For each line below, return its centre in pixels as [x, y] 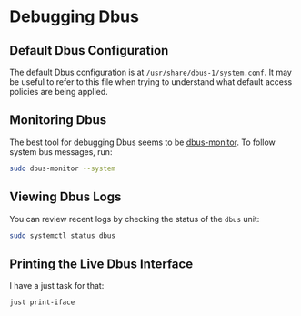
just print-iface [42, 302]
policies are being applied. [59, 92]
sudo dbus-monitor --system [63, 168]
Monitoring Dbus [58, 120]
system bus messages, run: [61, 151]
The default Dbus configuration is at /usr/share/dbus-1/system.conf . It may [151, 72]
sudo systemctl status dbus [63, 235]
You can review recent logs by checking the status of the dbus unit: [135, 219]
